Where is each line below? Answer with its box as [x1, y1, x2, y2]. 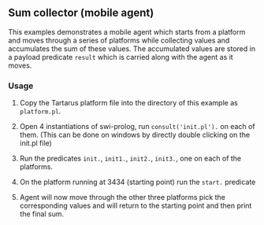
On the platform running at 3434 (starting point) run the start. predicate [19, 177, 256, 187]
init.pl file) [19, 138, 53, 148]
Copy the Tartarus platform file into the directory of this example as [19, 98, 238, 108]
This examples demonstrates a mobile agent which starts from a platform [8, 27, 246, 36]
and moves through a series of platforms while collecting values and [8, 35, 230, 45]
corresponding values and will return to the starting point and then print [19, 201, 252, 211]
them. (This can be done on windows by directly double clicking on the [19, 130, 251, 140]
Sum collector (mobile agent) [8, 6, 154, 20]
